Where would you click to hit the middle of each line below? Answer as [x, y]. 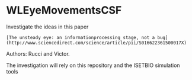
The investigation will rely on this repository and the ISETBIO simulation [93, 65]
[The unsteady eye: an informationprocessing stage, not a [81, 37]
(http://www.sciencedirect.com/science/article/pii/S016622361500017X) [96, 43]
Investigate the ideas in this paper [47, 27]
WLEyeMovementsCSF [64, 10]
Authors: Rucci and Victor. [38, 53]
